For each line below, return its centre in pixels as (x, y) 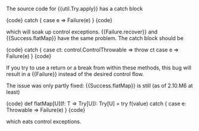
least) (13, 92)
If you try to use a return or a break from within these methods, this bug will (99, 68)
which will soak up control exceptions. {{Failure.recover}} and (82, 32)
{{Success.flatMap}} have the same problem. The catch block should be (95, 38)
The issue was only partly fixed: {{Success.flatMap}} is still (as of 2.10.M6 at (99, 86)
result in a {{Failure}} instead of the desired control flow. (75, 74)
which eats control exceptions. (44, 121)
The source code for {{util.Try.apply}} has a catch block (74, 9)
